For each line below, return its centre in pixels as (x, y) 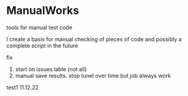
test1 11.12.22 (22, 87)
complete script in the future (42, 46)
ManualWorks (43, 11)
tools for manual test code (39, 27)
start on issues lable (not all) (51, 69)
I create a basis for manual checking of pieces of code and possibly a (94, 39)
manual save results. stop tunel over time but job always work (93, 75)
